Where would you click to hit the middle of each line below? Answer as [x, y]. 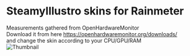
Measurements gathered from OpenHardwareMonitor [73, 28]
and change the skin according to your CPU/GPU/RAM [74, 40]
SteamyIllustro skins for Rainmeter [95, 11]
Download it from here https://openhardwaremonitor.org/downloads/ [92, 34]
